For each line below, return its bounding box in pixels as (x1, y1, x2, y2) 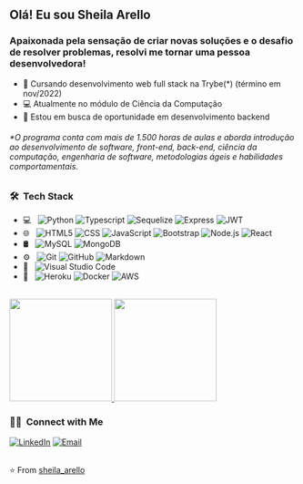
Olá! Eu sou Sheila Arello (9, 7, 151, 23)
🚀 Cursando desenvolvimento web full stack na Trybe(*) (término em (22, 77, 281, 89)
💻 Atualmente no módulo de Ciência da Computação (22, 98, 223, 108)
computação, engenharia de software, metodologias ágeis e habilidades (9, 151, 284, 162)
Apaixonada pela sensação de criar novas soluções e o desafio (9, 35, 294, 47)
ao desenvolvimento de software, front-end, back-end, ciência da (9, 141, 258, 153)
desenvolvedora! (9, 57, 86, 70)
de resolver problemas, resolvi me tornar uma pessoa (9, 46, 250, 58)
